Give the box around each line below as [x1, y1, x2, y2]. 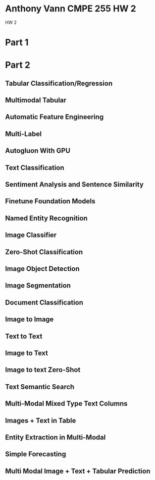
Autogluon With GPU [5, 147, 71, 155]
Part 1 [5, 37, 29, 48]
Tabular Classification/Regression [5, 79, 113, 87]
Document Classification [5, 298, 83, 306]
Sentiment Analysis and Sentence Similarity [5, 180, 144, 189]
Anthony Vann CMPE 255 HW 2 [5, 3, 136, 14]
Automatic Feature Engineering [5, 113, 104, 121]
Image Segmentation [5, 281, 71, 290]
